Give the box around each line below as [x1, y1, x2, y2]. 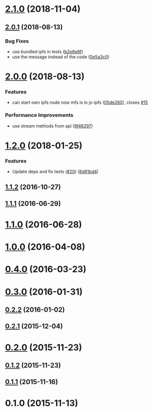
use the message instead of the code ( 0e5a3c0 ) [12, 54, 109, 60]
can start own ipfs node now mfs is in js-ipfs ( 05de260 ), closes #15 [12, 99, 148, 106]
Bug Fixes [5, 38, 29, 45]
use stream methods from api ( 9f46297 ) [12, 123, 93, 129]
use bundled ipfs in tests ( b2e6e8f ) [12, 48, 84, 54]
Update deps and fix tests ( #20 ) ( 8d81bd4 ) [12, 169, 99, 175]
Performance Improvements [5, 112, 74, 118]
